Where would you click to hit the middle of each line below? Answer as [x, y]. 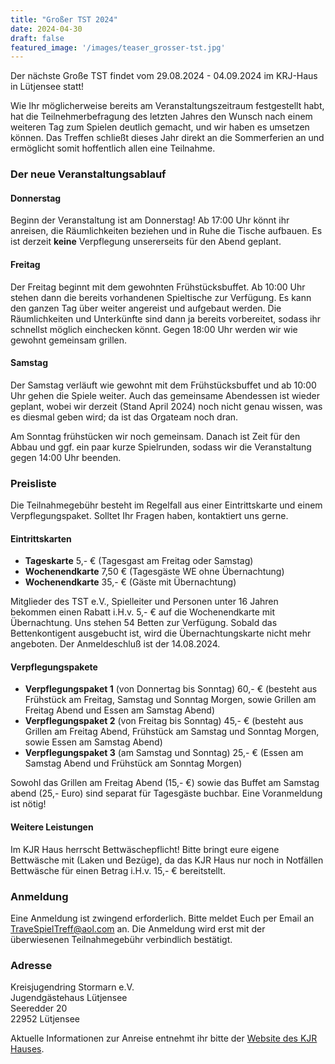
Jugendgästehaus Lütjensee [69, 998]
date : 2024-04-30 [46, 29]
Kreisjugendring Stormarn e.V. [72, 987]
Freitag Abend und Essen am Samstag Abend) [120, 710]
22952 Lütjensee [45, 1019]
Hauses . [27, 1049]
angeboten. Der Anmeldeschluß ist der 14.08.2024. [115, 644]
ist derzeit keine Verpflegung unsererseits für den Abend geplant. [146, 242]
